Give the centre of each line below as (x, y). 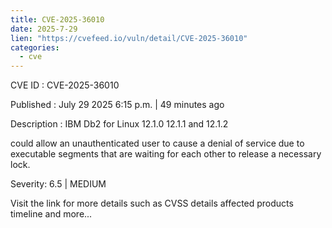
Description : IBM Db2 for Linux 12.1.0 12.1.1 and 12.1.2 (119, 124)
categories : (35, 47)
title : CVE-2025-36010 (57, 19)
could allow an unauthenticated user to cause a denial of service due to (157, 143)
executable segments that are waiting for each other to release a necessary (166, 154)
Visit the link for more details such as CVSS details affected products (152, 203)
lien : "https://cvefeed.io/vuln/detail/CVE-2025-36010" (129, 38)
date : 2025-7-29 (44, 29)
